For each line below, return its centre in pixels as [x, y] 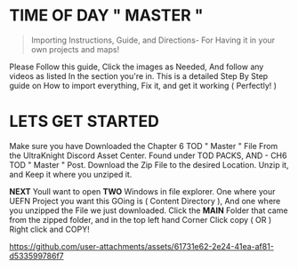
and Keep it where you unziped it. [71, 174]
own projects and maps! [75, 49]
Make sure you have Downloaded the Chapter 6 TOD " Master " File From [144, 146]
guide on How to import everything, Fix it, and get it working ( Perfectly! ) [143, 85]
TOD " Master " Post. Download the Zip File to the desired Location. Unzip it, [149, 164]
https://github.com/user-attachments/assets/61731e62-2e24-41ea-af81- [141, 246]
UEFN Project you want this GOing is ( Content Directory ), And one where [145, 201]
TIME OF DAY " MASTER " [106, 16]
